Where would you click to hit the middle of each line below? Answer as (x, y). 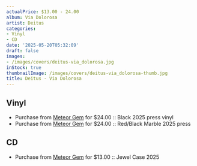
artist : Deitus (25, 23)
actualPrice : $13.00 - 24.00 (43, 12)
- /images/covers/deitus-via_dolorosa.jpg (60, 62)
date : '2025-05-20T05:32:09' (43, 46)
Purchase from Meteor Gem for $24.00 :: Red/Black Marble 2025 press (103, 123)
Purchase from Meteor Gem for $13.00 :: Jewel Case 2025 (87, 157)
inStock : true (24, 67)
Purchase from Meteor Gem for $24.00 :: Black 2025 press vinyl (94, 117)
